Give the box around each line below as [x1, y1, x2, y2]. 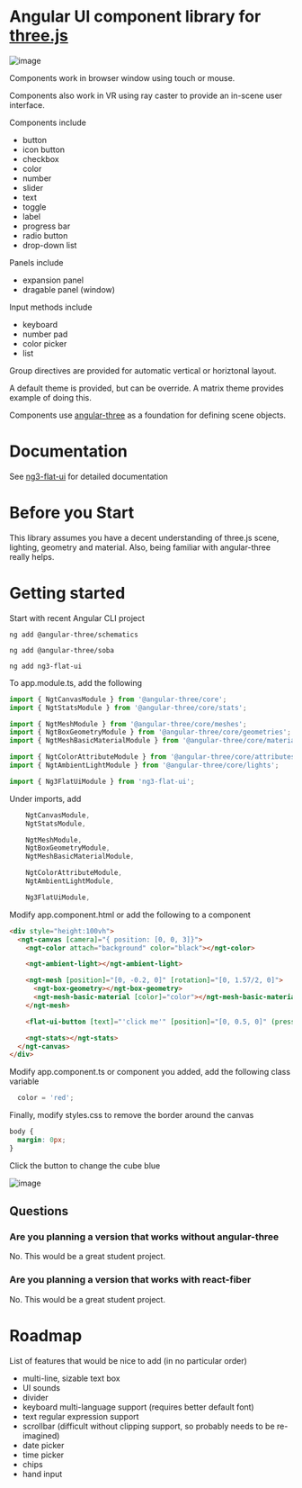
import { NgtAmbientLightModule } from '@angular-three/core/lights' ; [9, 761, 280, 770]
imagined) [22, 1429, 60, 1441]
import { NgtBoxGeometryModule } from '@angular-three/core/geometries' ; [9, 727, 292, 737]
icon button [22, 144, 66, 155]
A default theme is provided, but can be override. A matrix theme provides [9, 383, 285, 393]
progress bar [22, 221, 71, 231]
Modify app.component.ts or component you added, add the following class [9, 1067, 290, 1078]
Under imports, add [9, 793, 82, 804]
